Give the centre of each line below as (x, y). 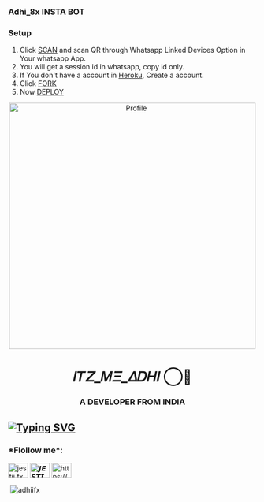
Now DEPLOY (42, 92)
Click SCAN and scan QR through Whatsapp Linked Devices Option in (132, 50)
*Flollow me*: (35, 450)
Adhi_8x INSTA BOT (46, 12)
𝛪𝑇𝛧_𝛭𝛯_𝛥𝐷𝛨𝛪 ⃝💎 (132, 377)
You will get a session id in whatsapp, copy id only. (102, 67)
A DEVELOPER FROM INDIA (132, 402)
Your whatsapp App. (53, 58)
